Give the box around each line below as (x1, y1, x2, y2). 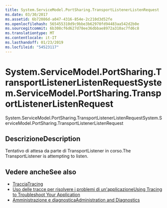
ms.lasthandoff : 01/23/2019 (5, 40, 64, 45)
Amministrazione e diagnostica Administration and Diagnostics (12, 197, 140, 203)
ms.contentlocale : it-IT (5, 36, 57, 41)
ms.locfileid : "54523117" (5, 45, 59, 50)
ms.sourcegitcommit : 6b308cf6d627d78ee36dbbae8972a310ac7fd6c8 (5, 26, 140, 31)
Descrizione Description (5, 134, 81, 143)
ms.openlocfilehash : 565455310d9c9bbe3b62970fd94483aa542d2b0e (5, 21, 140, 27)
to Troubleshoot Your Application (12, 191, 81, 198)
